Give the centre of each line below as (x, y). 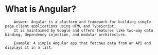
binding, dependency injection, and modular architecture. (66, 35)
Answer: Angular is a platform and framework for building (75, 22)
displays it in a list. (29, 47)
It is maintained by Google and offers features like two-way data (83, 30)
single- (145, 22)
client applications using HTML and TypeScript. (66, 26)
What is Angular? (41, 9)
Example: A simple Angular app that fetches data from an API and (82, 43)
